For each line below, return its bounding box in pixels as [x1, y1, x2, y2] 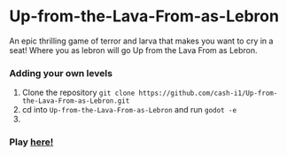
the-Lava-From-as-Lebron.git [21, 97, 130, 105]
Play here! [9, 136, 54, 148]
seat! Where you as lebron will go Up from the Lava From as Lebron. [9, 44, 259, 55]
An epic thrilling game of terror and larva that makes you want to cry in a [9, 35, 274, 46]
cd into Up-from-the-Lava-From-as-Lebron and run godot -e [21, 105, 237, 115]
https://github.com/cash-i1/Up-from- [138, 89, 278, 98]
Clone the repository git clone [21, 87, 136, 98]
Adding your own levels [9, 66, 113, 79]
